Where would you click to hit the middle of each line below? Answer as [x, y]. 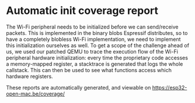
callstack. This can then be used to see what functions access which [89, 70]
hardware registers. [30, 76]
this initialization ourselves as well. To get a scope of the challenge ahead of [98, 45]
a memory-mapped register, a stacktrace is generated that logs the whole [95, 64]
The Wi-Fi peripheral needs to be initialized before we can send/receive [92, 27]
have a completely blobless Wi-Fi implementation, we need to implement [93, 39]
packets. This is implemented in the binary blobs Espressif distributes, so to [97, 33]
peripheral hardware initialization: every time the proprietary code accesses [97, 58]
